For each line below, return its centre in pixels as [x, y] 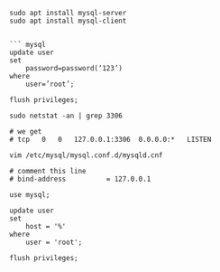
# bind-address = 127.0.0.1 [80, 179]
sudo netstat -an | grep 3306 [66, 116]
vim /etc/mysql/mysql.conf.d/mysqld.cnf [87, 155]
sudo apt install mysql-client [68, 21]
